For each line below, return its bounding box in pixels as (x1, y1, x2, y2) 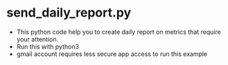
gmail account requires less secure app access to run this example (16, 50, 208, 58)
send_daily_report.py (6, 5, 132, 21)
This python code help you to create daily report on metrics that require (16, 28, 221, 36)
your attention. (16, 35, 59, 43)
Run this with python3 (16, 42, 80, 50)
